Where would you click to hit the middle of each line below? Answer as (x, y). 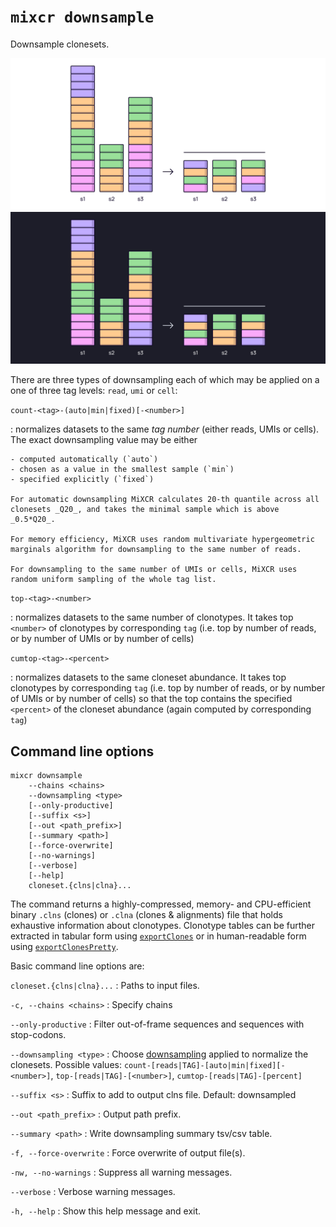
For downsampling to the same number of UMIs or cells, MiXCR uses (154, 570)
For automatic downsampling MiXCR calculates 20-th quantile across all (165, 500)
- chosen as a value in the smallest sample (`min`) (122, 470)
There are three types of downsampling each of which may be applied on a (165, 380)
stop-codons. (38, 1035)
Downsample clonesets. (60, 44)
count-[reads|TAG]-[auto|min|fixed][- (204, 1066)
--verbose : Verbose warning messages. (93, 1192)
